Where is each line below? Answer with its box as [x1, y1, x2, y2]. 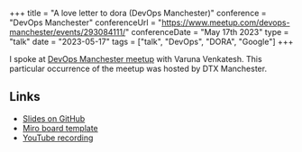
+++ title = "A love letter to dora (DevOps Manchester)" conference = [9, 8, 267, 18]
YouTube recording [22, 132, 94, 143]
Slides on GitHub [22, 112, 86, 124]
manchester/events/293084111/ [9, 27, 126, 37]
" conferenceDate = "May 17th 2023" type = [124, 27, 289, 37]
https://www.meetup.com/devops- [161, 17, 290, 28]
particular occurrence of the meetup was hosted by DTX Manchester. [9, 63, 268, 74]
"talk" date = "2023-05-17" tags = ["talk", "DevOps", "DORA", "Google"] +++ [9, 36, 294, 47]
